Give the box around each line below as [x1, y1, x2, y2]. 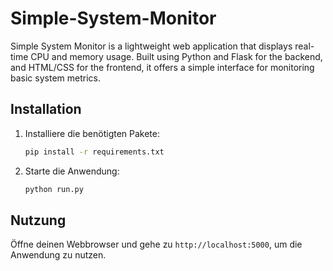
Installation [10, 101, 82, 118]
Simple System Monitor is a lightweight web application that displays [10, 40, 293, 52]
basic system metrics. [10, 72, 101, 84]
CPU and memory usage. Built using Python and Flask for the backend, [30, 50, 323, 62]
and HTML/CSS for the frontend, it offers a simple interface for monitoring [10, 61, 315, 73]
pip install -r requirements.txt [24, 147, 165, 157]
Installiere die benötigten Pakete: [24, 127, 161, 139]
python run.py [24, 184, 84, 194]
